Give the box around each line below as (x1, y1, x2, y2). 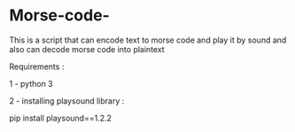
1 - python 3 (9, 78, 53, 89)
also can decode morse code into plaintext (9, 43, 166, 54)
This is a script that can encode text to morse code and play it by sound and (9, 35, 287, 45)
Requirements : (9, 61, 65, 72)
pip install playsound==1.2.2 (9, 113, 113, 123)
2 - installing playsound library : (9, 95, 125, 106)
